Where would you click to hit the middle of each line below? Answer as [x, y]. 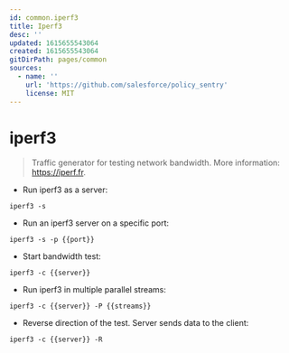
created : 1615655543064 [54, 51]
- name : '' [38, 77]
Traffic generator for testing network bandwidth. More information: [155, 163]
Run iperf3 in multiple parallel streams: [94, 290]
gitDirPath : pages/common [58, 60]
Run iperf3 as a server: [65, 190]
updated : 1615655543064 [54, 43]
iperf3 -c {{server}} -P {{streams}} [80, 307]
